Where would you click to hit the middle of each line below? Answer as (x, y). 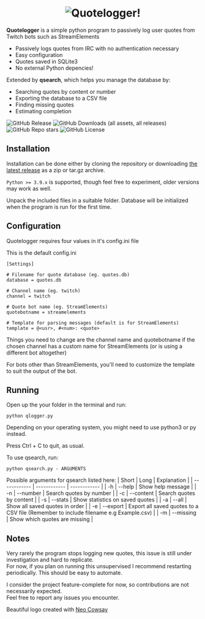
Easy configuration (39, 54)
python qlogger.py (30, 416)
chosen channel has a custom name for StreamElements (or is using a (94, 346)
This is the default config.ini (41, 253)
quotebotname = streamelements (46, 312)
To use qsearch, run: (32, 458)
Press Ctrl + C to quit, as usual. (45, 446)
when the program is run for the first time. (59, 207)
